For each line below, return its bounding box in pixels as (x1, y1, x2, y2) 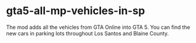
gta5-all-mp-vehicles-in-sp (6, 4, 145, 18)
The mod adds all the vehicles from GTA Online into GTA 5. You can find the (6, 24, 191, 31)
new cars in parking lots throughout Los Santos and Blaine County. (6, 29, 169, 37)
